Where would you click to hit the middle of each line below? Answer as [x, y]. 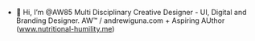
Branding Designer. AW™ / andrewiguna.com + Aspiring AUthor [120, 20]
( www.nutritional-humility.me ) [65, 29]
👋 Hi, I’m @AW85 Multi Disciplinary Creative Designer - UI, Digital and [131, 12]
